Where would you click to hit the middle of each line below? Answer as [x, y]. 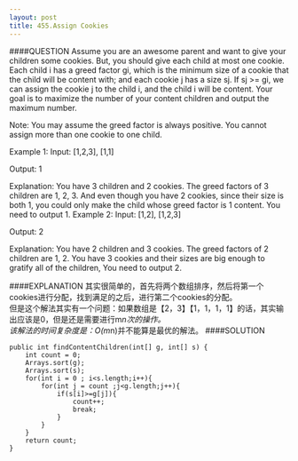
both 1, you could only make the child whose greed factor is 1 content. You [145, 204]
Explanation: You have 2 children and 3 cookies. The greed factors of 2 [139, 249]
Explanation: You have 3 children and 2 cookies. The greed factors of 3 [139, 186]
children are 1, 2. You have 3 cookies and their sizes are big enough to [137, 258]
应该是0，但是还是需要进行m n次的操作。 [91, 319]
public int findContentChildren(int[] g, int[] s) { [109, 347]
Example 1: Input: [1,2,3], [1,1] [62, 151]
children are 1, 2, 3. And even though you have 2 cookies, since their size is [146, 195]
